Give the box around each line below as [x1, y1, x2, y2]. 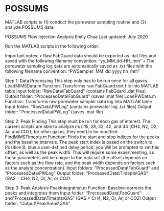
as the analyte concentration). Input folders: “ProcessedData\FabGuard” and [5, 165, 159, 171]
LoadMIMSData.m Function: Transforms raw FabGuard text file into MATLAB [5, 83, 159, 88]
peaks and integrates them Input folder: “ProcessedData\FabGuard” [5, 190, 142, 196]
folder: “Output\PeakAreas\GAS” [5, 200, 70, 206]
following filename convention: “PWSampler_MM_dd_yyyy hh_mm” [5, 68, 140, 74]
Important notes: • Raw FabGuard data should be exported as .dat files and [5, 52, 157, 59]
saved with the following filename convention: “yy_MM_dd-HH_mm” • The [5, 58, 155, 63]
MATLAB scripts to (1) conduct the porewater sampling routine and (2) [5, 19, 147, 25]
